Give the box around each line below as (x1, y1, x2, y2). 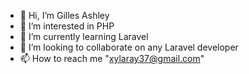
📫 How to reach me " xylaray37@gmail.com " (19, 53, 205, 64)
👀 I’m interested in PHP (19, 20, 115, 32)
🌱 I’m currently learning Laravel (19, 31, 149, 42)
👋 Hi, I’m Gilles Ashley (19, 10, 110, 21)
